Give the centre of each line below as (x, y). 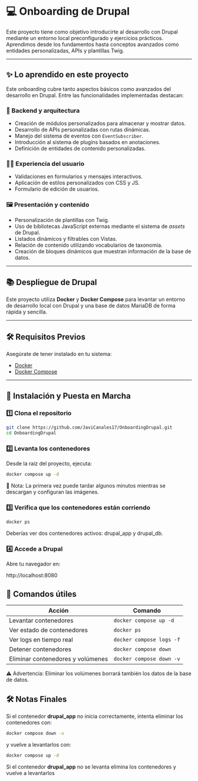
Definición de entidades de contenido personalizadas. (80, 149)
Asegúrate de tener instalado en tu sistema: (59, 354)
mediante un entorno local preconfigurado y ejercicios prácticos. (85, 38)
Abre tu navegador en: (33, 564)
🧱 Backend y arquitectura (43, 110)
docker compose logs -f (147, 640)
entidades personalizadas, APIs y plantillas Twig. (65, 50)
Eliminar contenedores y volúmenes (59, 659)
